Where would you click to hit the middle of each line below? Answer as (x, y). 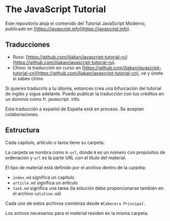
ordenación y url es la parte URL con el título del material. (66, 158)
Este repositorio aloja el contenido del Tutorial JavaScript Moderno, (76, 23)
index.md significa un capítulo (43, 177)
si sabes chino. (28, 78)
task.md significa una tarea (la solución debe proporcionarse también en (88, 188)
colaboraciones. (22, 114)
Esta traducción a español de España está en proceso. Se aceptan (75, 109)
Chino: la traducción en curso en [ (48, 67)
